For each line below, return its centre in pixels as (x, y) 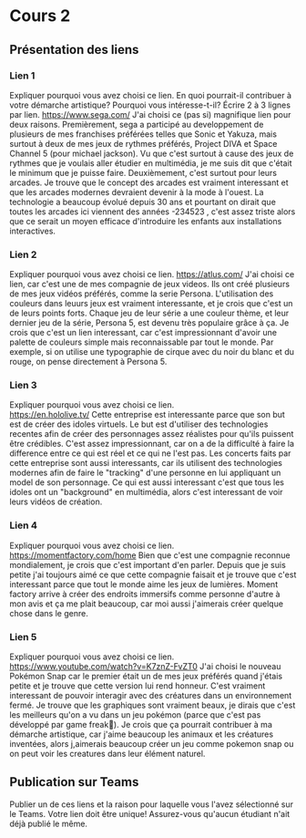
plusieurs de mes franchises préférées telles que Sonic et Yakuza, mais (143, 134)
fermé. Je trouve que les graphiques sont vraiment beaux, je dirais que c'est (153, 705)
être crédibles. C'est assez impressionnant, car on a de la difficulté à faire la (152, 444)
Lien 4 (24, 525)
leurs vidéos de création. (56, 502)
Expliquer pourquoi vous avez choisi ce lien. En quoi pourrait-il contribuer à (151, 95)
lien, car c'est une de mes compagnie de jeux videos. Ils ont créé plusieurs (149, 285)
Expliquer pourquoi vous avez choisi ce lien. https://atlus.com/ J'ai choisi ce (152, 274)
